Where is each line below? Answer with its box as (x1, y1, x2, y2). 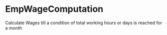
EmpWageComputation (5, 3, 104, 15)
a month (5, 25, 22, 31)
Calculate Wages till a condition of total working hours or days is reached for (5, 20, 163, 26)
